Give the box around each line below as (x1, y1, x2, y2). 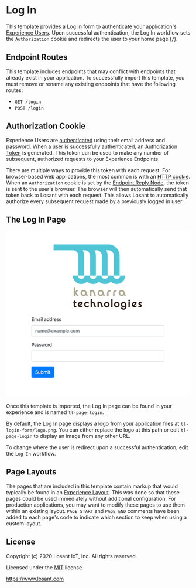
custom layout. (6, 519, 42, 527)
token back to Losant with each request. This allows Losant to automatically (6, 192, 189, 199)
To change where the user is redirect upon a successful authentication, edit (6, 443, 188, 451)
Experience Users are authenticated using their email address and (6, 136, 166, 143)
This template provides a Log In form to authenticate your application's (6, 23, 177, 30)
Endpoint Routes (6, 52, 68, 62)
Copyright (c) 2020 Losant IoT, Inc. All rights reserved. (6, 552, 137, 559)
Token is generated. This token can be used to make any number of (6, 149, 169, 156)
